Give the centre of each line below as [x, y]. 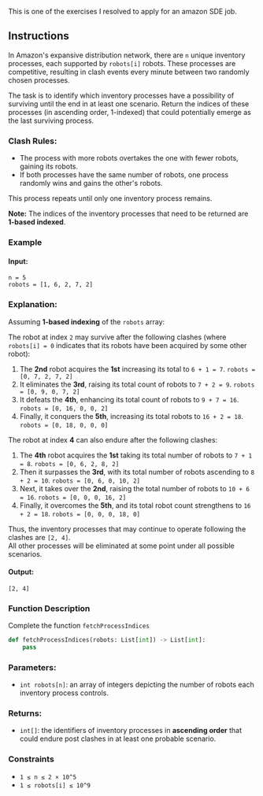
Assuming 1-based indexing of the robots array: [87, 321]
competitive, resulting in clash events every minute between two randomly [129, 72]
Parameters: [32, 667]
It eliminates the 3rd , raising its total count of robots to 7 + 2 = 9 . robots [137, 384]
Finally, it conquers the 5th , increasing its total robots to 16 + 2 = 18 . [131, 416]
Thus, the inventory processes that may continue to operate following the [127, 529]
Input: [18, 261]
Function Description [49, 608]
